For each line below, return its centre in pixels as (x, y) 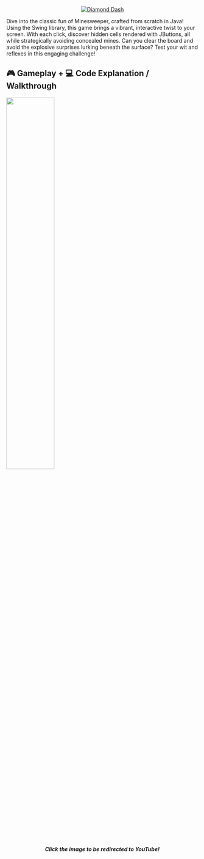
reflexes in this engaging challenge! (51, 54)
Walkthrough (31, 86)
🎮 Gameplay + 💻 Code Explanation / (78, 73)
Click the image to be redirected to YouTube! (102, 849)
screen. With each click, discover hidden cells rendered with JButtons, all (98, 34)
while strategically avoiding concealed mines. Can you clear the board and (100, 41)
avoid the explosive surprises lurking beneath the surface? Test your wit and (102, 47)
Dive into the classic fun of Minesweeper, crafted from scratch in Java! (95, 21)
